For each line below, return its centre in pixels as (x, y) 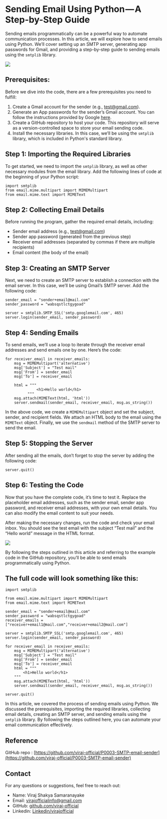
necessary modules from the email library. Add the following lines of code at (83, 171)
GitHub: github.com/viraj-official (45, 806)
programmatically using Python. (38, 563)
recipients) (23, 247)
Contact (18, 773)
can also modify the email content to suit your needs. (60, 513)
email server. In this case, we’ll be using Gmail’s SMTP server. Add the (77, 285)
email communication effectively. (39, 725)
